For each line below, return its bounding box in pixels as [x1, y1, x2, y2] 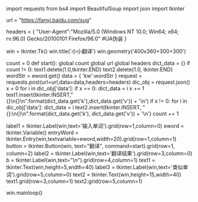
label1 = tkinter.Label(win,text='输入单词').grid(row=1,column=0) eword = [6, 122, 184, 130]
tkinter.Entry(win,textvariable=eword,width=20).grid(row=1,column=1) [6, 135, 177, 142]
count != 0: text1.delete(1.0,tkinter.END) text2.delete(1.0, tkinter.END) [6, 66, 173, 73]
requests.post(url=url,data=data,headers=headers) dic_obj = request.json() [6, 78, 190, 86]
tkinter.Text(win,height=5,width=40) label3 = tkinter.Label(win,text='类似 [6, 163, 183, 171]
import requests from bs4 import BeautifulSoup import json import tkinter [6, 5, 185, 12]
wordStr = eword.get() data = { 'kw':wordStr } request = [6, 72, 142, 79]
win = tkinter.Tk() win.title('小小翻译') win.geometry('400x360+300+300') [6, 48, 187, 55]
